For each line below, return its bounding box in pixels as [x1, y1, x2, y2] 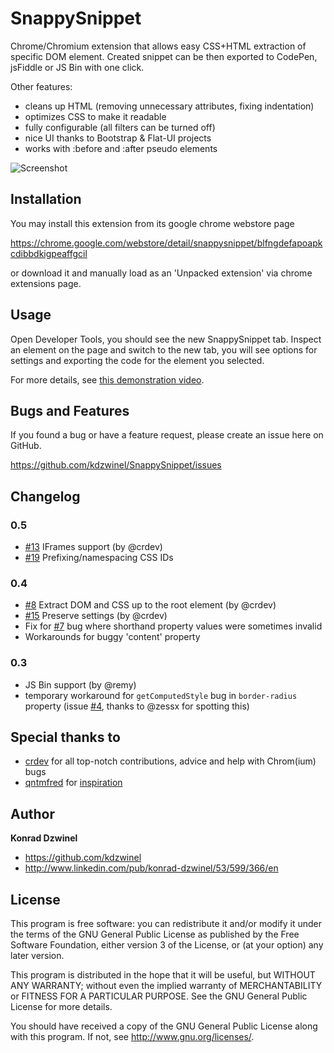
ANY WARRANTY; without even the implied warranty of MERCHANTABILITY [10, 980, 323, 992]
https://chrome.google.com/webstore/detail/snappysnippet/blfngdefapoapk [10, 237, 323, 249]
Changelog [10, 488, 81, 505]
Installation [10, 191, 82, 208]
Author [10, 805, 55, 822]
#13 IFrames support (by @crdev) [24, 541, 163, 553]
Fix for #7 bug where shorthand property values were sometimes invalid [24, 620, 323, 632]
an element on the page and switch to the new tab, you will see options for [10, 343, 318, 356]
